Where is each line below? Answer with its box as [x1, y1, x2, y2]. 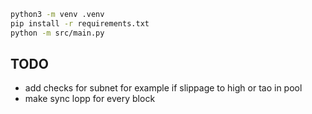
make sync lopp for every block [24, 93, 156, 105]
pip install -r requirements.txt [10, 18, 150, 29]
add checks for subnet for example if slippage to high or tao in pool [24, 82, 303, 94]
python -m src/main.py [10, 28, 105, 38]
